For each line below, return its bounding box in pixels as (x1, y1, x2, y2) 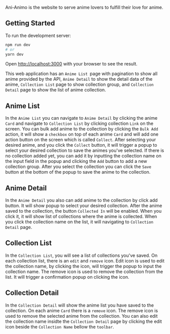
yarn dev (5, 52, 24, 57)
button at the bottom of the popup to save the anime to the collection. (5, 169, 151, 175)
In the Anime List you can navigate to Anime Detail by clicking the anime (5, 115, 158, 121)
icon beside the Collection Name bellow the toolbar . (5, 323, 114, 329)
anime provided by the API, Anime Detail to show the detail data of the (5, 76, 153, 82)
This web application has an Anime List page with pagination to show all (5, 71, 158, 77)
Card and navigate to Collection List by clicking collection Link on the (5, 120, 154, 126)
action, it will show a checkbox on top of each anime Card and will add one (5, 131, 159, 138)
